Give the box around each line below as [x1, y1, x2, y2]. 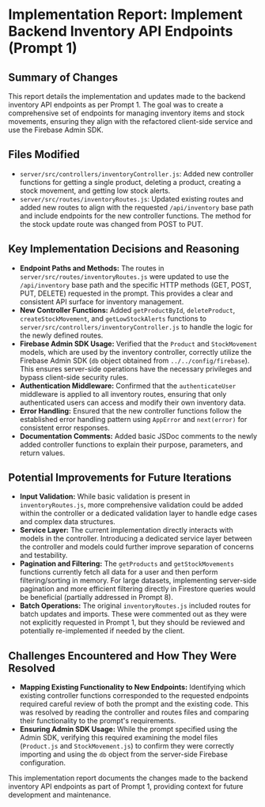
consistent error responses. [19, 423, 111, 432]
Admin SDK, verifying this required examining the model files [19, 733, 218, 742]
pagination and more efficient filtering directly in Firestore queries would [19, 584, 256, 594]
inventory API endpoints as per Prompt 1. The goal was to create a [8, 100, 224, 109]
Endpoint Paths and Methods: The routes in [19, 263, 165, 273]
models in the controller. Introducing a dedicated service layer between [19, 534, 252, 543]
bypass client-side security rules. [19, 372, 129, 382]
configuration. [19, 758, 66, 767]
